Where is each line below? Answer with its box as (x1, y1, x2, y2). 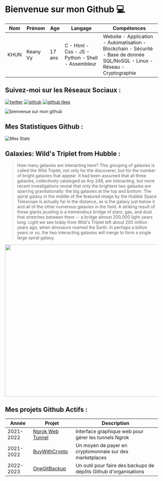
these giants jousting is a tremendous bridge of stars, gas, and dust (16, 209, 152, 215)
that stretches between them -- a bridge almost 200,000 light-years (16, 214, 153, 220)
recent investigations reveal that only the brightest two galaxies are (16, 183, 151, 189)
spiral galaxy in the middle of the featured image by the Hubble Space (16, 193, 157, 200)
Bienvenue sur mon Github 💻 (5, 4, 125, 15)
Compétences (112, 25, 146, 32)
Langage (71, 25, 92, 32)
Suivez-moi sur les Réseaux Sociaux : (5, 86, 121, 94)
